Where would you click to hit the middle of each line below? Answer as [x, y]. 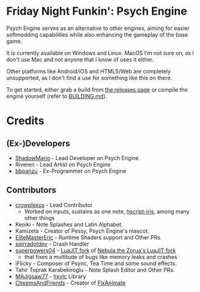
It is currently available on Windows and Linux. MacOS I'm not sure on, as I [100, 53]
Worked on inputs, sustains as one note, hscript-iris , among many [107, 211]
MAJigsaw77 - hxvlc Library [51, 276]
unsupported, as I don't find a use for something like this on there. [89, 78]
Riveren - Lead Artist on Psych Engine [63, 164]
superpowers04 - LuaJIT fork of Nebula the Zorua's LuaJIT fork [95, 250]
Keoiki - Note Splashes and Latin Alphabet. [69, 224]
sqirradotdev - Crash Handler [52, 244]
